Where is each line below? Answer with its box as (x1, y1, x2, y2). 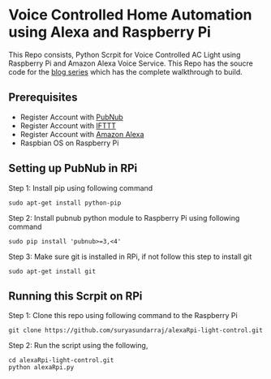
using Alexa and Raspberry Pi (8, 23, 211, 41)
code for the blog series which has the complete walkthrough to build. (8, 67, 243, 76)
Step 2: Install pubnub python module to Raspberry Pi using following (8, 213, 240, 222)
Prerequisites (8, 91, 78, 105)
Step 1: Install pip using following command (8, 183, 153, 192)
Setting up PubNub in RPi (8, 162, 138, 175)
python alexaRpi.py (8, 364, 75, 372)
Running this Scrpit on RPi (8, 289, 143, 303)
